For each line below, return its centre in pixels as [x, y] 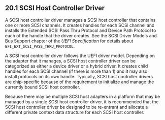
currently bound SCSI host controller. [43, 87]
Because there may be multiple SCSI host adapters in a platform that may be [82, 96]
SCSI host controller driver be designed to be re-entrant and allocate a [77, 107]
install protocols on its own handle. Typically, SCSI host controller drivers [79, 76]
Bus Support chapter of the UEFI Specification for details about [69, 41]
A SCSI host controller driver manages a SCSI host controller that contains [81, 20]
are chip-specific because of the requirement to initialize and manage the [80, 82]
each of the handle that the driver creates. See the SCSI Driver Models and [81, 35]
